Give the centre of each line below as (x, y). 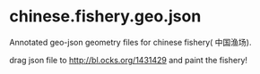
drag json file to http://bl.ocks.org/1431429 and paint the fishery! (129, 60)
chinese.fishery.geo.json (105, 16)
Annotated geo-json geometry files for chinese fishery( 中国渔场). (130, 42)
